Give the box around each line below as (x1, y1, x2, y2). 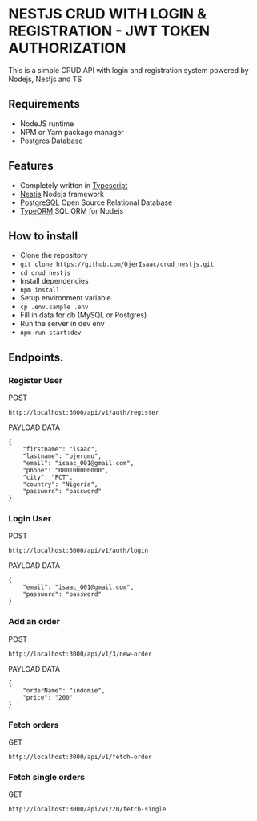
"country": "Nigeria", (22, 480, 98, 488)
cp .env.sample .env (19, 303, 89, 312)
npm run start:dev (19, 329, 82, 337)
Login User (8, 513, 52, 524)
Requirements (8, 97, 80, 111)
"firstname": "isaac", (22, 445, 98, 454)
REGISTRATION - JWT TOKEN (8, 22, 211, 40)
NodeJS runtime (19, 118, 74, 129)
